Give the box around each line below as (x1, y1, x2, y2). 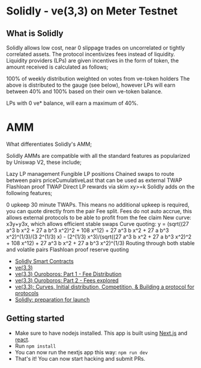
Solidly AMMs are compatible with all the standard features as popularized (6, 152, 190, 159)
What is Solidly (6, 28, 64, 39)
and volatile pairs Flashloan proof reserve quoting (6, 246, 129, 253)
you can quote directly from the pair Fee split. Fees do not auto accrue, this (6, 207, 192, 214)
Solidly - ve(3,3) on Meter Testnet (6, 4, 178, 18)
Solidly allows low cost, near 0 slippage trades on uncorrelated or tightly (6, 44, 185, 51)
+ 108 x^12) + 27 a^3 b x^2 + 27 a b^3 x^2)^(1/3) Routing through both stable (6, 239, 195, 246)
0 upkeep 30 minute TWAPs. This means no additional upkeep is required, (6, 201, 190, 208)
